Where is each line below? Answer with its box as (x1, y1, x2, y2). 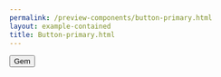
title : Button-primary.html (9, 30, 116, 39)
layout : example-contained (9, 22, 111, 31)
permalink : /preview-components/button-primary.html (9, 13, 213, 23)
